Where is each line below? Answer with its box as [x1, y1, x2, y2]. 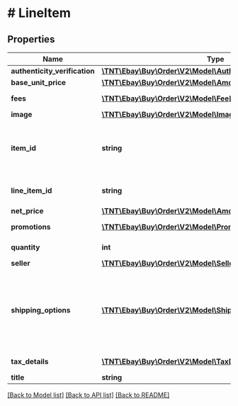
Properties [7, 33, 55, 45]
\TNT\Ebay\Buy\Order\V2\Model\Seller [101, 259, 237, 268]
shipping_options [11, 305, 71, 315]
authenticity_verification [11, 66, 95, 76]
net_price [11, 206, 44, 215]
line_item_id [11, 186, 52, 196]
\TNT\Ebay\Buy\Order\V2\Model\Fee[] [101, 94, 235, 103]
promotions [11, 222, 51, 232]
